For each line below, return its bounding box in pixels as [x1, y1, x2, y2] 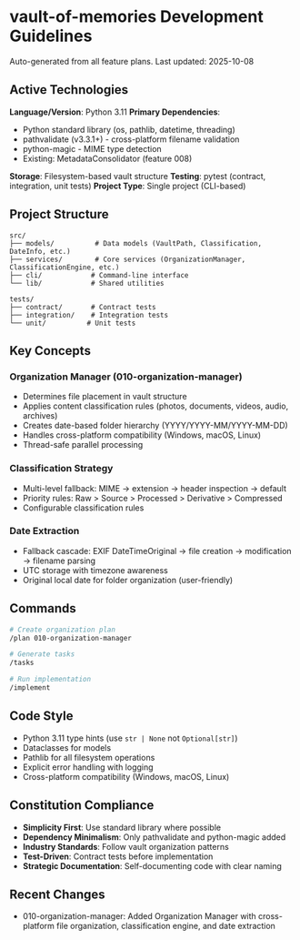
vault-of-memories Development [9, 6, 264, 27]
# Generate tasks [9, 650, 75, 659]
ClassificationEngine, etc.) [9, 262, 120, 272]
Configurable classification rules [22, 502, 145, 513]
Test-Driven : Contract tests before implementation [22, 851, 214, 862]
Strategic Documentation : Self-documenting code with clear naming [22, 860, 282, 871]
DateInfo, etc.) [9, 247, 71, 256]
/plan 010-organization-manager [9, 633, 132, 642]
